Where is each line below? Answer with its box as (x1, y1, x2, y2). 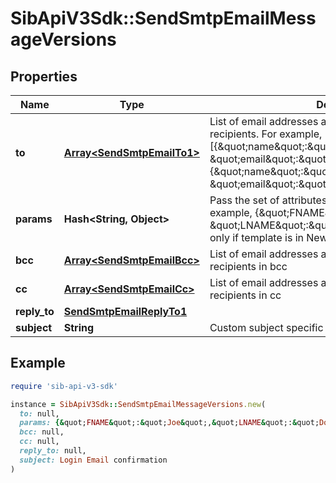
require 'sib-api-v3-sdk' (10, 381, 118, 391)
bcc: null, (19, 427, 65, 437)
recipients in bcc (209, 260, 288, 273)
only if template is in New (209, 231, 328, 244)
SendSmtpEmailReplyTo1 (63, 305, 188, 318)
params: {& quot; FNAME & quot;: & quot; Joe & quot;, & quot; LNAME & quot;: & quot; (19, 418, 320, 428)
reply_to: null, (19, 446, 87, 456)
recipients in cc (209, 288, 282, 302)
